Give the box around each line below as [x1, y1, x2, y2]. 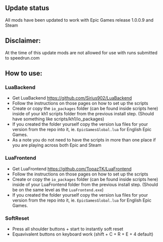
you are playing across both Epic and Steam [12, 142, 102, 148]
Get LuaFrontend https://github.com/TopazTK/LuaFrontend [12, 166, 132, 172]
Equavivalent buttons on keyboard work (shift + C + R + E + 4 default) [12, 231, 154, 237]
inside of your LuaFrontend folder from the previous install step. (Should [12, 181, 158, 187]
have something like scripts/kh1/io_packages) [12, 116, 105, 122]
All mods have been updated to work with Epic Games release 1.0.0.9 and [5, 17, 154, 23]
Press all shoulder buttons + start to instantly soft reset [12, 226, 124, 232]
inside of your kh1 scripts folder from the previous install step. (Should [12, 111, 154, 117]
